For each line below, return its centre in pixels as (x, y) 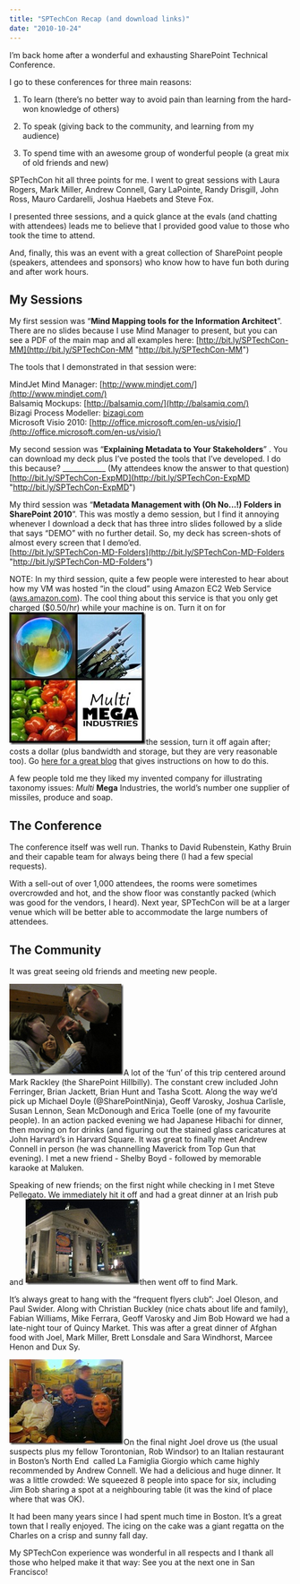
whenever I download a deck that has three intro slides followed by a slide (146, 524)
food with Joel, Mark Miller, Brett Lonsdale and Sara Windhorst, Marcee (141, 1337)
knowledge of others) (80, 108)
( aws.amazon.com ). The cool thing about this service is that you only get (144, 598)
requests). (28, 866)
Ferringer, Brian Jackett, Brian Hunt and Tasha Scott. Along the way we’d (143, 1092)
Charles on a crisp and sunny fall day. (79, 1535)
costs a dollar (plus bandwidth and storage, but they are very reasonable (143, 751)
